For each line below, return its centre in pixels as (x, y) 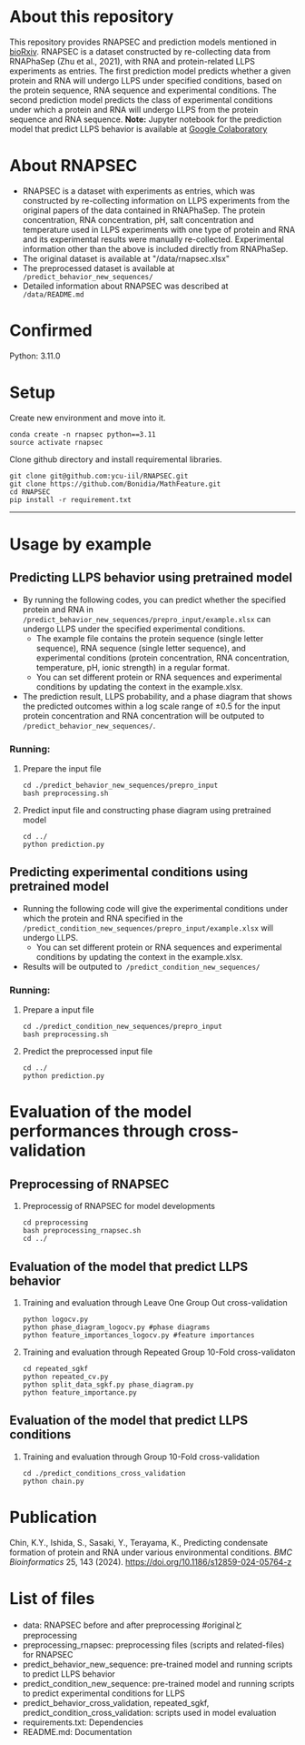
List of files (52, 1598)
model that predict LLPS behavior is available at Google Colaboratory (138, 128)
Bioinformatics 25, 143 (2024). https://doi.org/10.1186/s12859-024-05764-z (151, 1561)
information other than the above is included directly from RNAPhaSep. (155, 248)
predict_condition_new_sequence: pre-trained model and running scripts (158, 1683)
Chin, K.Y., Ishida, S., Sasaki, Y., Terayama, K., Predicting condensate (139, 1542)
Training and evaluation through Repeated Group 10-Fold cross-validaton (159, 1352)
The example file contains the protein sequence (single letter (150, 638)
